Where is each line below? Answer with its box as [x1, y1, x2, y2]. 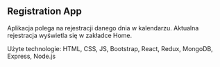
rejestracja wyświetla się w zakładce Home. [7, 31, 133, 39]
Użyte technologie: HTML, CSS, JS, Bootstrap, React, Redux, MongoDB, [7, 44, 213, 52]
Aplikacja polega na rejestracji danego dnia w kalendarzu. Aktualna [7, 23, 199, 32]
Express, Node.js [7, 52, 56, 60]
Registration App [7, 6, 82, 17]
